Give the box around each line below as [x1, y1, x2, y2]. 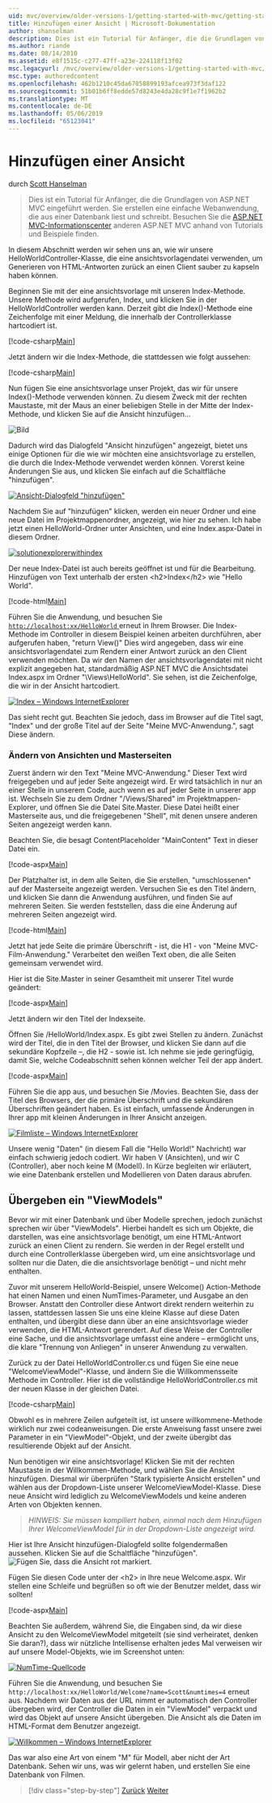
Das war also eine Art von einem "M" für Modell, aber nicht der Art [8, 1752, 231, 1762]
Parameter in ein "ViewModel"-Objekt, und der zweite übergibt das [8, 1432, 232, 1442]
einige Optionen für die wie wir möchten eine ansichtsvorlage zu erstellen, [8, 449, 257, 458]
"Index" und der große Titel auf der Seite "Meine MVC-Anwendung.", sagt [8, 721, 254, 730]
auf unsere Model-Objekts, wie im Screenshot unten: [8, 1647, 185, 1656]
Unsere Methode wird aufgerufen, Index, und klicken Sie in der [8, 295, 218, 304]
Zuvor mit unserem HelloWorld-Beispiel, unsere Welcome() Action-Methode [8, 1282, 261, 1291]
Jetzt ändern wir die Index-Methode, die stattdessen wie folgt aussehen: [8, 351, 251, 361]
